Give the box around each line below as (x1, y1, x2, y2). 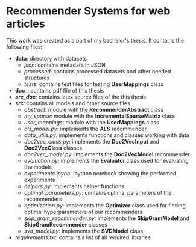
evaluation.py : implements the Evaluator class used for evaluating (24, 157, 189, 164)
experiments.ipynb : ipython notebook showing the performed (24, 169, 177, 177)
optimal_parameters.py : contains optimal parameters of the (24, 189, 172, 196)
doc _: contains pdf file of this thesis (14, 87, 104, 94)
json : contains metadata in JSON (24, 61, 106, 69)
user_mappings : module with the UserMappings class (24, 118, 160, 126)
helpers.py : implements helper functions (24, 182, 125, 190)
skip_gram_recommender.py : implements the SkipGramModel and (24, 215, 190, 222)
